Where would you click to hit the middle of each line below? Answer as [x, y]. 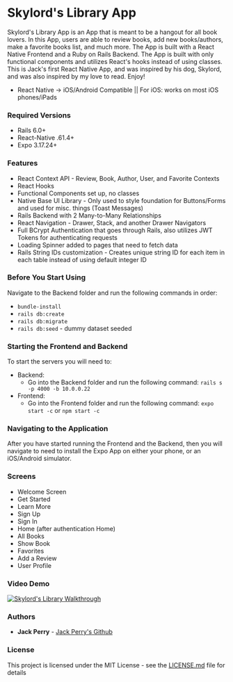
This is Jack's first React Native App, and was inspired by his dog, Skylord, [114, 69]
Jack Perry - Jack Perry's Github [65, 632]
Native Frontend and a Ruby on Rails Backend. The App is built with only [111, 54]
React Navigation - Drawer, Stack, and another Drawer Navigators [112, 222]
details [17, 672]
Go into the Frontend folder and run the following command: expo [121, 403]
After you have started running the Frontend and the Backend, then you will [115, 444]
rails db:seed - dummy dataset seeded [74, 328]
